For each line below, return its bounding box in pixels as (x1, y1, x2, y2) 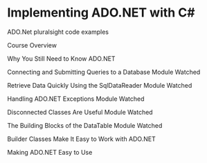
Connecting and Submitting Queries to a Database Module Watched (7, 68, 201, 76)
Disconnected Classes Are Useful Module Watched (7, 108, 154, 116)
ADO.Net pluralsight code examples (7, 28, 109, 36)
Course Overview (7, 41, 57, 49)
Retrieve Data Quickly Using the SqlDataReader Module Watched (7, 81, 192, 89)
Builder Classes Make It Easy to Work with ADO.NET (7, 135, 156, 143)
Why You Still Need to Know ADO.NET (7, 54, 116, 63)
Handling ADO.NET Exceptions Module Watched (7, 95, 145, 103)
